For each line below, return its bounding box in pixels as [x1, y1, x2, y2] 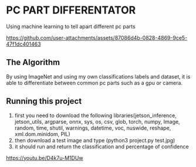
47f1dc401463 [6, 40, 41, 47]
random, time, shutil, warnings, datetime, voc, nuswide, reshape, [14, 124, 171, 131]
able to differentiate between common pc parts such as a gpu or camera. [6, 79, 183, 86]
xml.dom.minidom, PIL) [14, 130, 70, 138]
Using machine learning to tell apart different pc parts [6, 23, 136, 30]
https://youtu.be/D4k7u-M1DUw [6, 154, 83, 161]
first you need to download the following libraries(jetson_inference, [14, 112, 177, 119]
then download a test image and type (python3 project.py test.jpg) [14, 137, 175, 144]
